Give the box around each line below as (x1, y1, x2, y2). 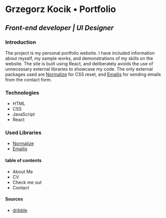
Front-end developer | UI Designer (5, 24, 114, 32)
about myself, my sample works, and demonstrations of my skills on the (5, 55, 153, 61)
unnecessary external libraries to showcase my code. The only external (5, 66, 153, 72)
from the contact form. (5, 76, 52, 82)
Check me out (12, 179, 42, 185)
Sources (5, 196, 24, 202)
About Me (12, 168, 34, 174)
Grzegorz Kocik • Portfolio (5, 4, 116, 15)
